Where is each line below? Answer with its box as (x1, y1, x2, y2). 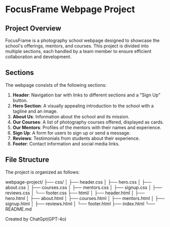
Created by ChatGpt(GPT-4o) (5, 216, 67, 222)
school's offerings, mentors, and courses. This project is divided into (5, 43, 149, 49)
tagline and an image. (12, 108, 58, 114)
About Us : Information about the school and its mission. (12, 113, 129, 119)
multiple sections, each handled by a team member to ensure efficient (5, 48, 152, 54)
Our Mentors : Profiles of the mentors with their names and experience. (12, 124, 161, 131)
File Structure (5, 156, 49, 164)
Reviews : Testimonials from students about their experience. (12, 135, 141, 141)
